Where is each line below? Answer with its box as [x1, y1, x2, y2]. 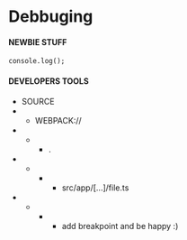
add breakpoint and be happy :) [61, 220, 179, 231]
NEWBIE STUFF [8, 36, 67, 47]
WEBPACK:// [34, 115, 82, 125]
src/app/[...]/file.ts [61, 182, 129, 193]
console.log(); [8, 57, 66, 66]
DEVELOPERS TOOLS [8, 75, 89, 87]
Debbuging [8, 6, 93, 27]
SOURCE [21, 96, 55, 106]
